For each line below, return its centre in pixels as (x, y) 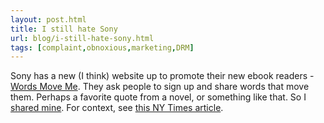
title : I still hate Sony (64, 29)
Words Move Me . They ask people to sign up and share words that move (160, 87)
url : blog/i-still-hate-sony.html (82, 38)
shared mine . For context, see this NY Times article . (117, 108)
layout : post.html (48, 19)
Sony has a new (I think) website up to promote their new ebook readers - (162, 76)
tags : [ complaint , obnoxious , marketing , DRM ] (102, 47)
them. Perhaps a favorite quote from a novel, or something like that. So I (158, 97)
